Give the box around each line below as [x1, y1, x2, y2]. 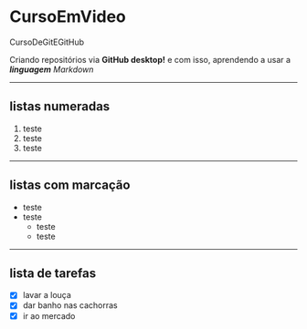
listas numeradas [9, 98, 111, 115]
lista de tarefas [9, 265, 97, 281]
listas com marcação [9, 178, 131, 193]
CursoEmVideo [9, 6, 126, 27]
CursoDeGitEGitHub [9, 36, 85, 47]
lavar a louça [22, 290, 71, 301]
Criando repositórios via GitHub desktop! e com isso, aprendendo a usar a [9, 54, 291, 65]
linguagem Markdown [9, 64, 94, 75]
